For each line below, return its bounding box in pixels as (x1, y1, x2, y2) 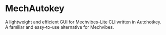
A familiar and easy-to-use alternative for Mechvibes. (5, 24, 114, 30)
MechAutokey (5, 3, 64, 14)
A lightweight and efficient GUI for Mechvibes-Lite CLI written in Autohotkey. (5, 19, 162, 25)
